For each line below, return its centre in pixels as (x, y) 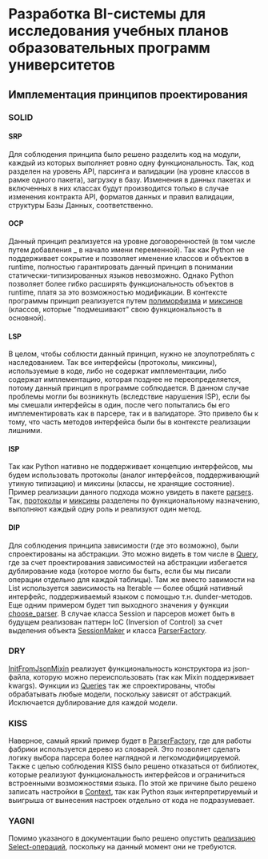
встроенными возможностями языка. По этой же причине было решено (132, 783)
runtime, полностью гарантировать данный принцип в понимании (121, 267)
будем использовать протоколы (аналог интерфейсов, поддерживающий (134, 475)
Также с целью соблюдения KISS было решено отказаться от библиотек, (134, 766)
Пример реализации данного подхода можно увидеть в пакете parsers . (131, 492)
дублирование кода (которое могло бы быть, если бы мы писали (120, 571)
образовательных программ (109, 48)
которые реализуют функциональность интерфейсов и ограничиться (127, 775)
